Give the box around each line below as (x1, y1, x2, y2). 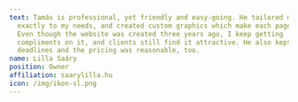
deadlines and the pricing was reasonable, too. (17, 46, 200, 55)
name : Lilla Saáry (9, 54, 77, 63)
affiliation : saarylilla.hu (9, 71, 114, 80)
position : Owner (9, 63, 69, 72)
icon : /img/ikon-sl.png (9, 79, 98, 88)
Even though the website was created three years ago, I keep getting (17, 29, 284, 38)
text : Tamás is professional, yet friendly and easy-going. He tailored (9, 12, 284, 22)
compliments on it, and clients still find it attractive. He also (17, 37, 272, 47)
